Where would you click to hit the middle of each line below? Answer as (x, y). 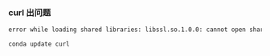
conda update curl (39, 44)
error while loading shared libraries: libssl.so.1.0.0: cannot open (127, 30)
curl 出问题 (30, 12)
